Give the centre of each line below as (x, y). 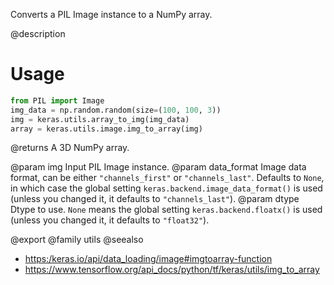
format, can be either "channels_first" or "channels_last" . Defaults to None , (167, 178)
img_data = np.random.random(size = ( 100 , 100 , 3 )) (116, 110)
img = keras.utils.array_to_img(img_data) (100, 119)
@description (38, 33)
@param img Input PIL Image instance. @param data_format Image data (158, 167)
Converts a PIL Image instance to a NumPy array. (111, 14)
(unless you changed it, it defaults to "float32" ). (110, 220)
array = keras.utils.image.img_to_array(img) (106, 129)
